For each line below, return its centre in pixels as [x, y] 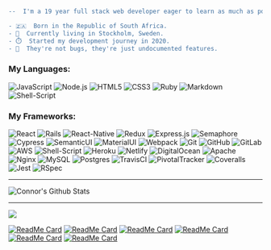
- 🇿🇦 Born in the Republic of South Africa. [88, 26]
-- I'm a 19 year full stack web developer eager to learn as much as [131, 11]
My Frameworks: [42, 116]
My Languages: [40, 69]
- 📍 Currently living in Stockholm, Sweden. [86, 33]
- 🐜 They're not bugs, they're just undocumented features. [113, 48]
